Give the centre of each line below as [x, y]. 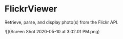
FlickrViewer [31, 9]
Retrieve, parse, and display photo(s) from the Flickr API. [61, 22]
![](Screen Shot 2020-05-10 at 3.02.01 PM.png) [52, 31]
